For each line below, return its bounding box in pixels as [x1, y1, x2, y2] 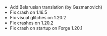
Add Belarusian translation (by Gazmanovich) [9, 4, 103, 10]
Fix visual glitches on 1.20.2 [9, 15, 66, 20]
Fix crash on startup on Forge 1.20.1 [9, 25, 83, 31]
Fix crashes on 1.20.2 [9, 20, 53, 26]
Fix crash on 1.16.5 [9, 9, 47, 15]
